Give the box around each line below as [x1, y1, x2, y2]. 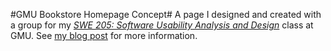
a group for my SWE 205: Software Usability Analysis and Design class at [10, 19, 314, 31]
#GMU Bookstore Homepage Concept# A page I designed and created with [10, 9, 322, 20]
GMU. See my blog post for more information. [10, 30, 198, 41]
